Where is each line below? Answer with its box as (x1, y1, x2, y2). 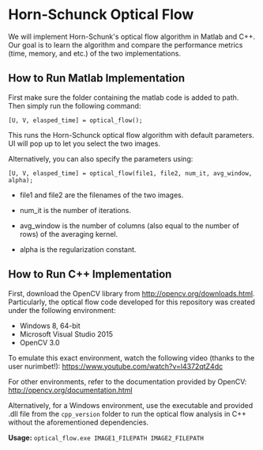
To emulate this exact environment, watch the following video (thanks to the (8, 353, 255, 362)
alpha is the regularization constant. (19, 244, 137, 254)
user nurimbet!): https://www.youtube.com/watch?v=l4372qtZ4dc (8, 361, 224, 371)
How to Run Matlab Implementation (8, 71, 186, 85)
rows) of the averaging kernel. (19, 229, 118, 238)
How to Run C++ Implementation (8, 268, 172, 281)
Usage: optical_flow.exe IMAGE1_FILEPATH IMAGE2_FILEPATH (8, 433, 204, 442)
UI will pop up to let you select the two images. (8, 139, 160, 148)
